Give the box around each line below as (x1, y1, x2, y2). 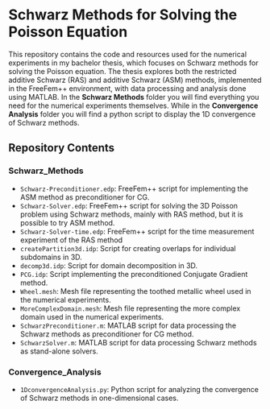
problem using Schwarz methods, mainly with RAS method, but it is (19, 209, 243, 219)
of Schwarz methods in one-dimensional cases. (19, 393, 179, 403)
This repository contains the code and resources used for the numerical (8, 49, 247, 59)
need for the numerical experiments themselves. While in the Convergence (8, 101, 259, 110)
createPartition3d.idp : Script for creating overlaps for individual (19, 243, 236, 253)
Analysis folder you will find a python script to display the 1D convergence (8, 109, 256, 118)
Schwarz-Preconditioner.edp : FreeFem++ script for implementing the (19, 184, 248, 193)
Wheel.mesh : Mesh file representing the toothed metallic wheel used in (19, 286, 251, 295)
